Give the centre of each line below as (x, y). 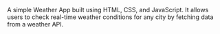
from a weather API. (35, 24)
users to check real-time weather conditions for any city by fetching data (110, 17)
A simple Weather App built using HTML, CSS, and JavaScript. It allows (108, 10)
